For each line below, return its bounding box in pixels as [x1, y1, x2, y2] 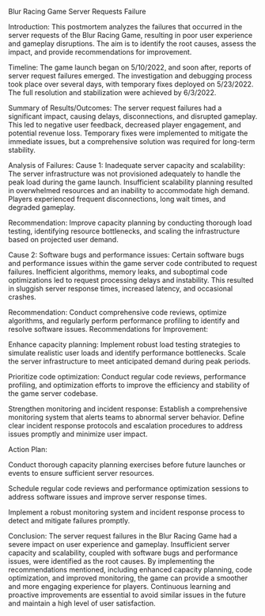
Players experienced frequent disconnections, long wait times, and [8, 194, 226, 203]
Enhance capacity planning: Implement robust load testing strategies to [8, 340, 241, 349]
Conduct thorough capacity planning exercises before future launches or [8, 460, 246, 470]
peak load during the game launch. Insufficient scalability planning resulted [8, 177, 253, 187]
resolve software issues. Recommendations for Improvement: [8, 325, 208, 333]
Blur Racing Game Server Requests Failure [8, 7, 146, 16]
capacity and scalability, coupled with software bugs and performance [8, 548, 239, 557]
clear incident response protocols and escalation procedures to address [8, 421, 243, 430]
